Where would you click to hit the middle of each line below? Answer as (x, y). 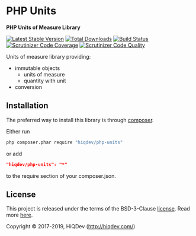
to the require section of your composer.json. (61, 176)
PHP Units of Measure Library (44, 27)
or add (14, 154)
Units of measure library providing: (49, 56)
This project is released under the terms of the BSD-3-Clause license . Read (98, 209)
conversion (28, 87)
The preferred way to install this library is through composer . (80, 120)
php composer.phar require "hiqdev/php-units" (65, 142)
